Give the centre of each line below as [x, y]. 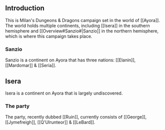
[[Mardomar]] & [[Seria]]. [31, 65]
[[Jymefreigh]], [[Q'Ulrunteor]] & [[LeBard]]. [50, 122]
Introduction [25, 8]
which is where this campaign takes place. [49, 36]
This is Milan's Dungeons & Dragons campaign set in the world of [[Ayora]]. [83, 20]
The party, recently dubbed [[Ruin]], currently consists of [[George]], [76, 117]
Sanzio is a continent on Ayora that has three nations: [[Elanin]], [71, 60]
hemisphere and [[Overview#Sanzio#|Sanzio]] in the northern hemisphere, [82, 31]
